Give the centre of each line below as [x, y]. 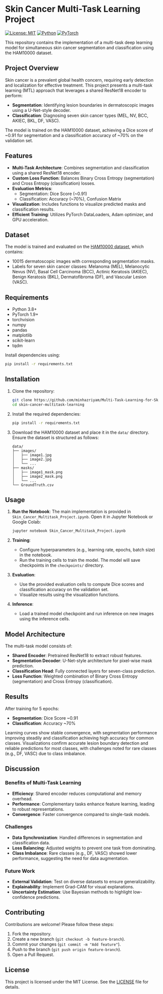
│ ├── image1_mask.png [37, 472]
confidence [24, 897]
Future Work [20, 871]
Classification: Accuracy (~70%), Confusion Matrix [70, 199]
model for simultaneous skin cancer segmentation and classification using [80, 47]
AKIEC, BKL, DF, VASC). [36, 120]
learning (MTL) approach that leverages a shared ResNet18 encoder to [76, 90]
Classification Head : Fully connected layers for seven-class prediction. [84, 671]
